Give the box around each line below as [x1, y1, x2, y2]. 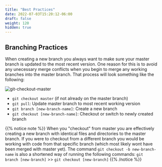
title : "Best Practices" [5, 7, 55, 12]
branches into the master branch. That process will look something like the [5, 71, 154, 77]
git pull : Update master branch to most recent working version [12, 100, 141, 106]
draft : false [5, 16, 32, 21]
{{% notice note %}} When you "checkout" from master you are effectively [5, 125, 154, 131]
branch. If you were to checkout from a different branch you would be [5, 135, 145, 141]
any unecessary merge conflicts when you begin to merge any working [5, 66, 147, 72]
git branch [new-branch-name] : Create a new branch [12, 105, 117, 112]
